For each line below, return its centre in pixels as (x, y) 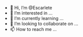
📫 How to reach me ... (33, 29)
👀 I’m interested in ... (31, 13)
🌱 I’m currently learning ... (37, 18)
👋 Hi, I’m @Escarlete (31, 8)
